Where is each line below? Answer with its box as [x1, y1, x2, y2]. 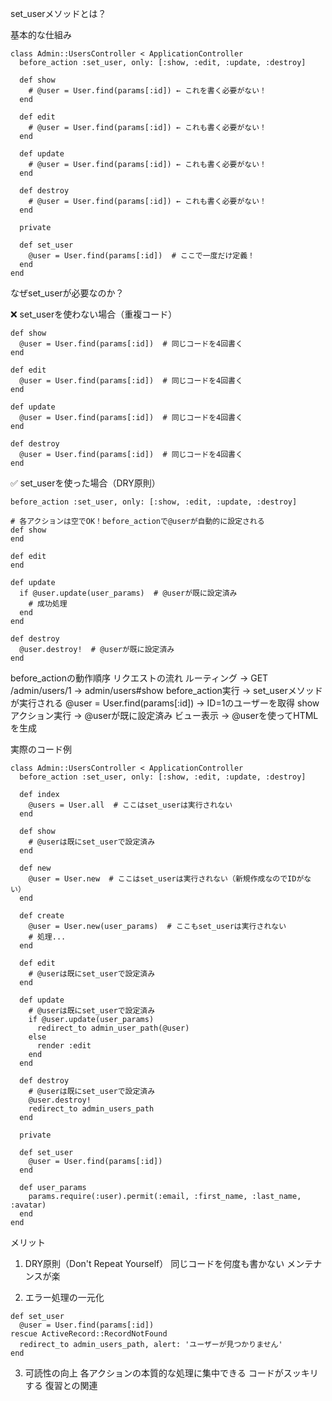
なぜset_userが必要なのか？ [10, 287, 125, 299]
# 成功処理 [28, 599, 68, 609]
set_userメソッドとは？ [10, 8, 107, 19]
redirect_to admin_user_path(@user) [36, 1023, 190, 1033]
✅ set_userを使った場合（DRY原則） [10, 477, 161, 489]
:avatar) [10, 1200, 47, 1210]
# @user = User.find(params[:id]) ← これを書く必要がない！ [28, 86, 267, 96]
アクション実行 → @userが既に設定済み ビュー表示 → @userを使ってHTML [10, 710, 319, 721]
